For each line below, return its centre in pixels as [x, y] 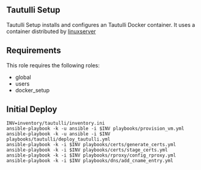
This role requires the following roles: [53, 65]
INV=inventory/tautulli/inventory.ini [56, 124]
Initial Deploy [32, 109]
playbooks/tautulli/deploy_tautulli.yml [59, 139]
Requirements [34, 50]
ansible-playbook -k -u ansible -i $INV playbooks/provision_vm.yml [95, 129]
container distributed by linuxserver [51, 31]
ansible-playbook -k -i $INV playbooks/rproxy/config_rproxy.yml [91, 155]
